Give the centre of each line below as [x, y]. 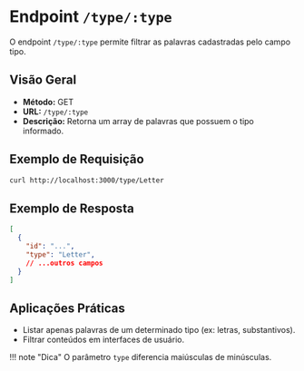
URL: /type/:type [55, 112]
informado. [43, 131]
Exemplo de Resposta [72, 208]
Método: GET [48, 102]
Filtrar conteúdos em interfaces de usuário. [103, 340]
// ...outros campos [64, 263]
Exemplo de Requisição [77, 159]
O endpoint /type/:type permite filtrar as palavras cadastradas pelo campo [150, 42]
